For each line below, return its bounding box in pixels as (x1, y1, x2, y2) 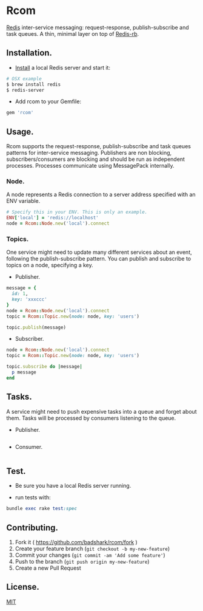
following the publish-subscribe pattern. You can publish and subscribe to (6, 255, 191, 262)
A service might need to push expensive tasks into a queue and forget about (6, 408, 197, 415)
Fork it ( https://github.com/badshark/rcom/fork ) (15, 539, 138, 546)
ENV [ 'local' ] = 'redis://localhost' (6, 215, 99, 221)
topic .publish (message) (6, 324, 67, 330)
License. (6, 582, 39, 592)
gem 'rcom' (6, 110, 34, 116)
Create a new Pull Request (15, 564, 82, 572)
